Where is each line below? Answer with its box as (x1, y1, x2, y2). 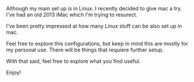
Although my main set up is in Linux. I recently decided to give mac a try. (6, 5, 182, 12)
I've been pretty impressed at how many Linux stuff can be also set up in (6, 23, 182, 29)
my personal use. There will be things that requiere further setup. (6, 46, 164, 53)
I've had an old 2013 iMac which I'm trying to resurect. (6, 11, 138, 18)
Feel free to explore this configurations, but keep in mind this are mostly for (6, 40, 188, 47)
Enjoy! (6, 69, 22, 76)
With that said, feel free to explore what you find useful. (6, 58, 141, 64)
